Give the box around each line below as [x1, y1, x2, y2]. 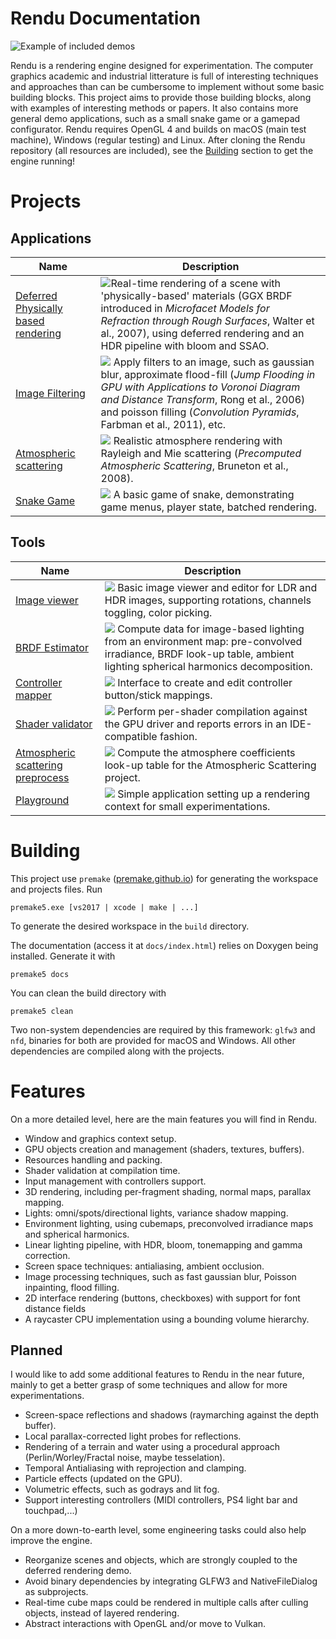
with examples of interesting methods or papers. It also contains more [10, 102, 299, 114]
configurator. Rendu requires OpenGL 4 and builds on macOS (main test [10, 123, 307, 135]
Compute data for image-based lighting [117, 622, 305, 636]
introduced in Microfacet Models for [100, 301, 270, 315]
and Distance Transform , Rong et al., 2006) [100, 392, 306, 406]
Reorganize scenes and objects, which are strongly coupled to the [24, 1554, 298, 1566]
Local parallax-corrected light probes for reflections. [24, 1430, 242, 1442]
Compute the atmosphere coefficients [117, 745, 296, 759]
